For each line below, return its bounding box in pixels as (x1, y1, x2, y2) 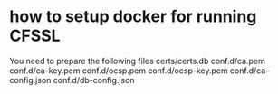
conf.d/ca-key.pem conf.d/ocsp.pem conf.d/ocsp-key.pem (9, 65, 228, 76)
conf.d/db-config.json (53, 74, 135, 85)
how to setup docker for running (9, 6, 257, 27)
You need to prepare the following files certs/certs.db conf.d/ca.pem (9, 55, 265, 66)
